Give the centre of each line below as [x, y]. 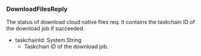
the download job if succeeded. [45, 28]
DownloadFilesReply [37, 9]
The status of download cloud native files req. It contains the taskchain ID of [101, 22]
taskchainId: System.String [48, 40]
